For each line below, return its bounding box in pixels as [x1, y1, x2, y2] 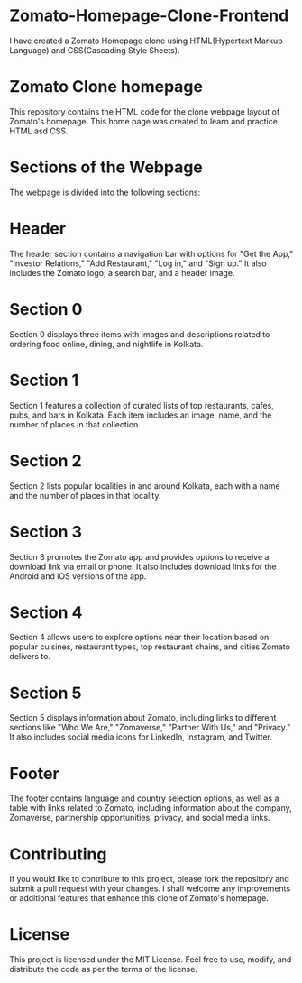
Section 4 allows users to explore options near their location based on [9, 632, 270, 643]
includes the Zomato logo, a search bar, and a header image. [9, 267, 235, 278]
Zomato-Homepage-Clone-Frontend [9, 5, 289, 26]
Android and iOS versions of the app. [9, 570, 147, 582]
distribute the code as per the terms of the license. [9, 964, 198, 975]
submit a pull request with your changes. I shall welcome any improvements [9, 883, 291, 894]
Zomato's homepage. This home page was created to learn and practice [9, 115, 278, 126]
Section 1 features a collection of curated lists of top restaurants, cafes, [9, 400, 275, 410]
